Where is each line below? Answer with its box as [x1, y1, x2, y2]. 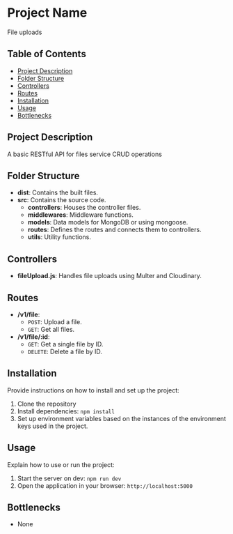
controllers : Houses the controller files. [27, 204, 141, 212]
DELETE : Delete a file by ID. [27, 347, 103, 356]
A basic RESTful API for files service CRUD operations [7, 150, 162, 158]
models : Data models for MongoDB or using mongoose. [27, 218, 188, 227]
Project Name [7, 5, 88, 21]
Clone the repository [17, 399, 77, 408]
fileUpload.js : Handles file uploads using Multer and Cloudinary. [17, 272, 202, 280]
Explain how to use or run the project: [7, 460, 115, 468]
